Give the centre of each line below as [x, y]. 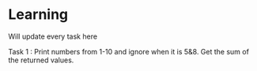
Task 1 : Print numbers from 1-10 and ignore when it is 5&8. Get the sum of [128, 51]
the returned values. [41, 60]
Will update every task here [53, 36]
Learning [38, 15]
